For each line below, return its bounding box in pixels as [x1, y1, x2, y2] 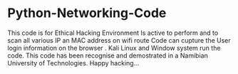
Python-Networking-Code [7, 5, 167, 21]
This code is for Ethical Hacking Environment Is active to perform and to [7, 28, 219, 37]
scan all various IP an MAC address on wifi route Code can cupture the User [7, 36, 232, 44]
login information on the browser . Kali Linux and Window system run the [7, 43, 221, 52]
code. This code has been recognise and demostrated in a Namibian [7, 51, 208, 60]
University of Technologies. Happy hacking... [7, 58, 140, 67]
